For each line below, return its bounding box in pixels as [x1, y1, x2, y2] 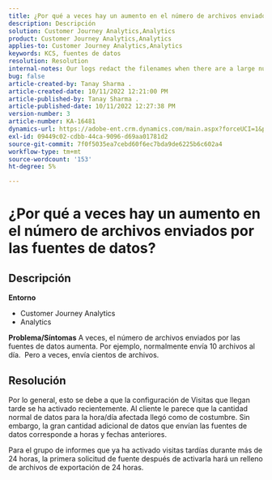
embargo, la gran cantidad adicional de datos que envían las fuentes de [8, 421, 248, 431]
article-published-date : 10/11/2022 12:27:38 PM [8, 102, 176, 110]
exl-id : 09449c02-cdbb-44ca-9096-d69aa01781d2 [8, 132, 168, 140]
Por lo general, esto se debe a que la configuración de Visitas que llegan [8, 395, 251, 405]
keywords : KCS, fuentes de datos [8, 49, 121, 58]
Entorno [8, 293, 36, 302]
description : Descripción [8, 19, 96, 28]
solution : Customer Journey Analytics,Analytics [8, 27, 176, 35]
